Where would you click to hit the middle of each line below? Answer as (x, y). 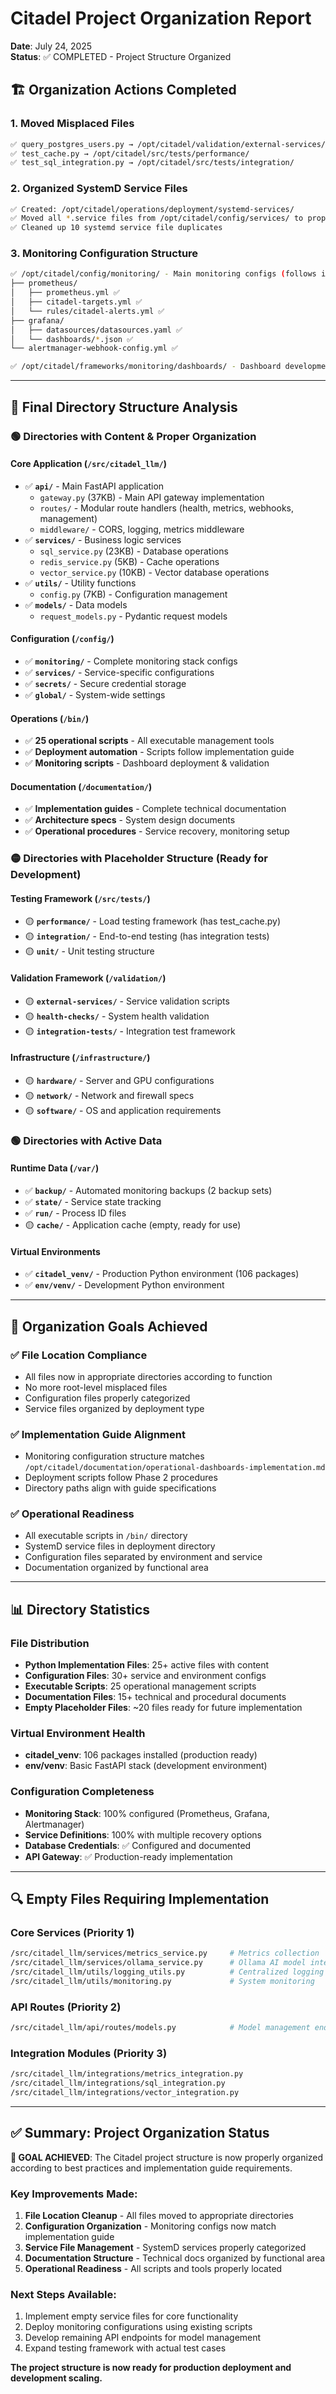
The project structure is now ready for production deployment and (151, 2368)
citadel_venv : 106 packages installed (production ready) (141, 1755)
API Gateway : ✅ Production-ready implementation (128, 1856)
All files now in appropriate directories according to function (148, 1376)
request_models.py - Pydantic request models (133, 616)
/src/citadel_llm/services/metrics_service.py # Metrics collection (165, 1953)
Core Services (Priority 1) (72, 1933)
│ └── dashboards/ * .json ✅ (72, 339)
